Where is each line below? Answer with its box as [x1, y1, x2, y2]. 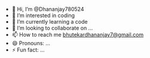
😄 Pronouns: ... [11, 40, 51, 47]
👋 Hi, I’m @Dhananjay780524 [11, 6, 84, 12]
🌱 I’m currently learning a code [11, 18, 88, 25]
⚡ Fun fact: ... [11, 46, 45, 53]
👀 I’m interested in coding [11, 12, 75, 19]
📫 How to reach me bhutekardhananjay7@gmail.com [11, 31, 144, 38]
